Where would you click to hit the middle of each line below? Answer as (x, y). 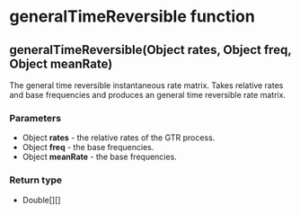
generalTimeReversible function (132, 17)
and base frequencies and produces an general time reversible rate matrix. (147, 95)
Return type (36, 180)
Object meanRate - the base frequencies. (99, 157)
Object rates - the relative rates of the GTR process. (119, 138)
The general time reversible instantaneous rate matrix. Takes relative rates (146, 85)
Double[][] (41, 200)
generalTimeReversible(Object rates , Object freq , (150, 50)
